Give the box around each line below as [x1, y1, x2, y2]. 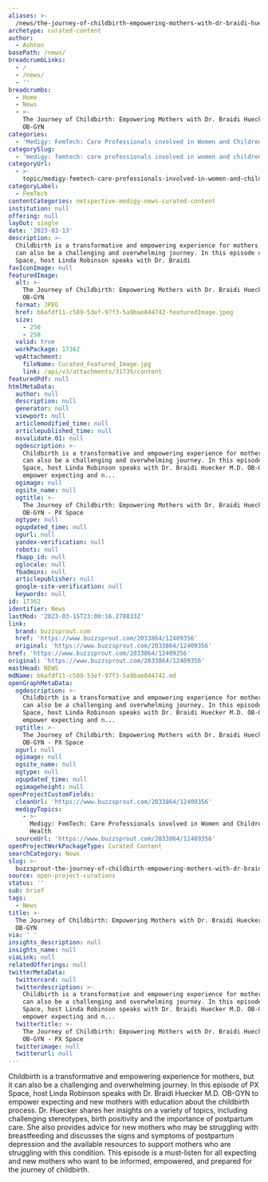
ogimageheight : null [15, 782, 84, 790]
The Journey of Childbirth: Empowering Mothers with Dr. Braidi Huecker [15, 916, 262, 924]
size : [15, 316, 34, 324]
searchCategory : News [8, 849, 81, 857]
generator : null [15, 404, 69, 413]
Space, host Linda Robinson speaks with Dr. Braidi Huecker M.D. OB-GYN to [8, 1089, 259, 1098]
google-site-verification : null [15, 583, 124, 591]
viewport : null [15, 412, 66, 420]
